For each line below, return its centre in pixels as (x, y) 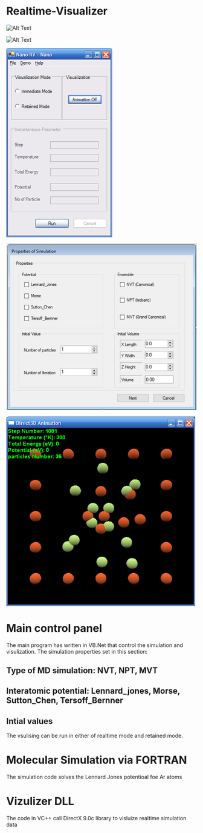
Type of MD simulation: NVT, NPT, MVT (82, 670)
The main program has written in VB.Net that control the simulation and (95, 645)
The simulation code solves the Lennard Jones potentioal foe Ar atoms (94, 777)
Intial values (30, 721)
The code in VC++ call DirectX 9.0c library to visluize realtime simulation (96, 818)
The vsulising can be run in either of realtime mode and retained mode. (95, 736)
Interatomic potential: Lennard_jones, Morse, (93, 691)
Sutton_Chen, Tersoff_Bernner (65, 701)
